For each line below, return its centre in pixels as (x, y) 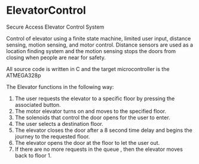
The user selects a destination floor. (59, 123)
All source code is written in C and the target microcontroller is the (88, 69)
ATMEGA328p (24, 75)
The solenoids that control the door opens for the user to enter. (92, 117)
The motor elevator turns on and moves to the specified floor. (91, 111)
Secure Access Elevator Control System (55, 27)
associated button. (38, 104)
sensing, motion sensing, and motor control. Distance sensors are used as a (99, 45)
